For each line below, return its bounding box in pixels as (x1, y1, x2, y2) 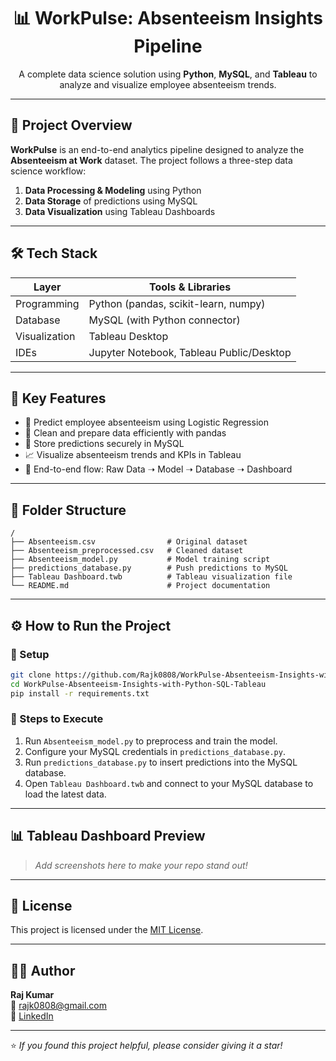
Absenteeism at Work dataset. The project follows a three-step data (10, 154, 293, 166)
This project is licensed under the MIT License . (10, 924, 204, 936)
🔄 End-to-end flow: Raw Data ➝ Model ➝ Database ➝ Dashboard (24, 463, 293, 475)
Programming (15, 296, 80, 310)
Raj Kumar (10, 989, 55, 1001)
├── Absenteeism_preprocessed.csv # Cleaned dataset (10, 546, 244, 556)
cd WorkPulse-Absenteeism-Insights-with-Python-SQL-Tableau (10, 679, 267, 689)
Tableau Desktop (88, 329, 169, 343)
